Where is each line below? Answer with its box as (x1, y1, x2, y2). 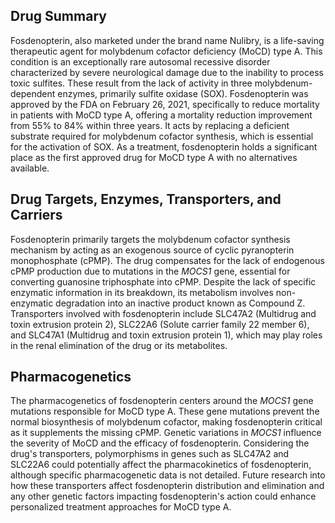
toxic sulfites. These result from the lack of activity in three (10, 77, 253, 89)
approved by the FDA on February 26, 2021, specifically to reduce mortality (10, 98, 320, 110)
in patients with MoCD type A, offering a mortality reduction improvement (10, 109, 313, 121)
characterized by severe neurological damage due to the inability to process (10, 66, 324, 78)
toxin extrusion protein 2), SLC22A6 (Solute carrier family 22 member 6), (10, 318, 310, 330)
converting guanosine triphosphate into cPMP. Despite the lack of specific (10, 275, 317, 288)
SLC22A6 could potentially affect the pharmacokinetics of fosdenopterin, (10, 459, 312, 471)
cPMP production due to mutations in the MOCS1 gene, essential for (10, 265, 291, 277)
